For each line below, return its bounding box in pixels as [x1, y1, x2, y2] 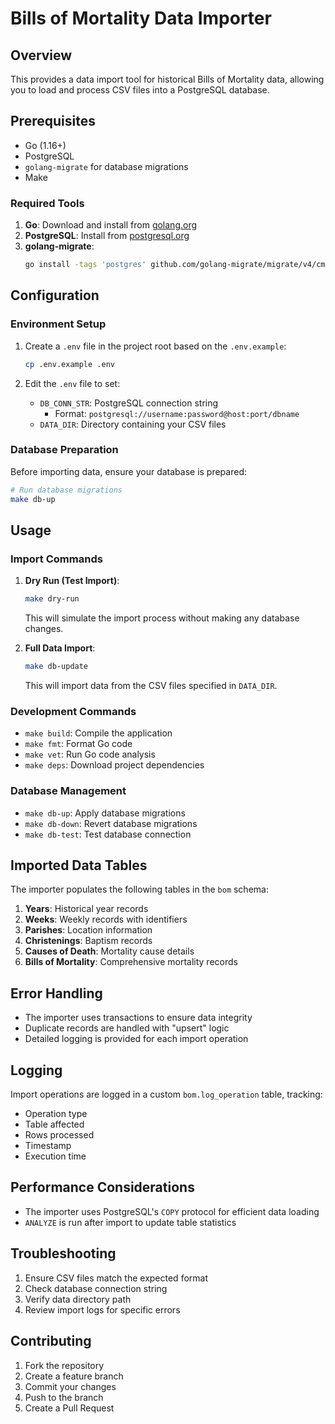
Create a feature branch [24, 1370, 124, 1382]
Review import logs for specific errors [24, 1303, 181, 1316]
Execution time [24, 1150, 87, 1162]
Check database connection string [24, 1282, 168, 1294]
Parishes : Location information [24, 924, 153, 936]
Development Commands [10, 704, 137, 718]
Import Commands [10, 552, 103, 566]
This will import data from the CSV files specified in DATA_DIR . [24, 680, 278, 692]
